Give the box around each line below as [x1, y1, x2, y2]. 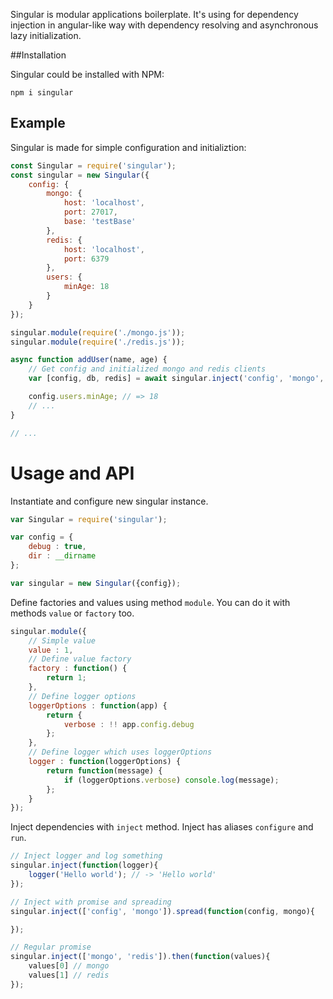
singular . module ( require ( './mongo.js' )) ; [10, 327, 186, 338]
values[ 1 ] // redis [28, 970, 110, 980]
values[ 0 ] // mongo [28, 961, 110, 971]
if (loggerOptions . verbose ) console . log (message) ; [63, 775, 280, 785]
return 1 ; [46, 673, 87, 683]
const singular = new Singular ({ [10, 170, 150, 180]
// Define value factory [28, 654, 132, 664]
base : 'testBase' [63, 217, 137, 227]
